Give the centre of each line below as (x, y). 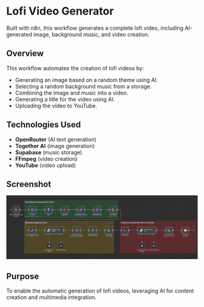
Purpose (23, 276)
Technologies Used (43, 125)
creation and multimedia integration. (52, 297)
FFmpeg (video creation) (46, 158)
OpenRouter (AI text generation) (56, 139)
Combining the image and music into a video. (72, 93)
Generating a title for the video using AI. (65, 99)
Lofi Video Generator (60, 11)
